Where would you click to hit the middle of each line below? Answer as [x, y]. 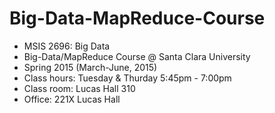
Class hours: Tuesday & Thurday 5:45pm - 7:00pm [127, 78]
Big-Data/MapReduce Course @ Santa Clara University [137, 56]
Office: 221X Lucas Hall [72, 99]
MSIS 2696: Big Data [67, 46]
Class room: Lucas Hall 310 [79, 88]
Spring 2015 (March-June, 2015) [90, 67]
